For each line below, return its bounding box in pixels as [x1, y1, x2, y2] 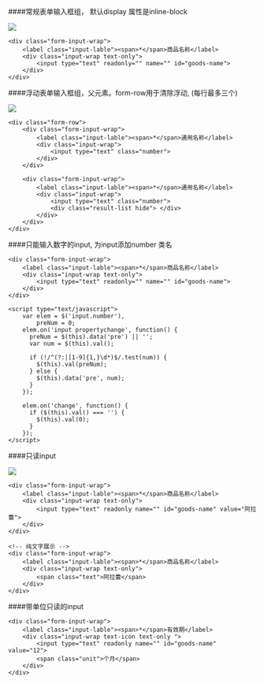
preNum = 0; [36, 319, 76, 327]
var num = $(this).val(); [28, 340, 114, 348]
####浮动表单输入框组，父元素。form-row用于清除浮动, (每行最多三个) [8, 88, 238, 97]
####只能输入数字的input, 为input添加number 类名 [8, 240, 173, 249]
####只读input [8, 452, 57, 460]
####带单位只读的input [8, 602, 84, 611]
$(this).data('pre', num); [36, 374, 125, 382]
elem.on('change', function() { [22, 402, 128, 410]
